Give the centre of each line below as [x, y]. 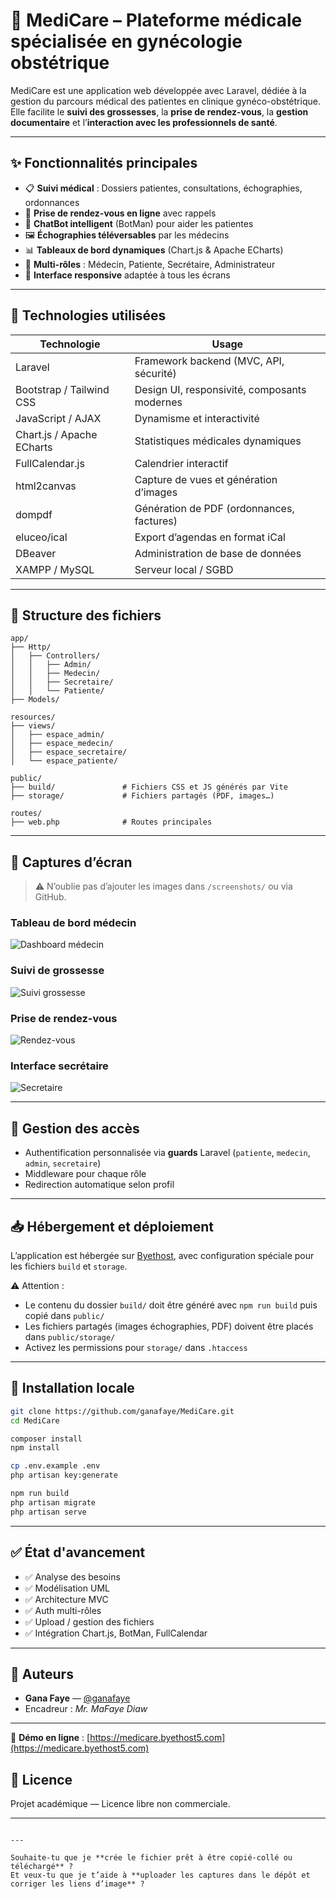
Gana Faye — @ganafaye [77, 1698]
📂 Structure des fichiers [86, 615]
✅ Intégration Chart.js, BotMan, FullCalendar [116, 1633]
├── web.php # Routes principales [111, 822]
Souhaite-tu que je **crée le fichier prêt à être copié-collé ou [151, 1858]
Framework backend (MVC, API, [209, 361]
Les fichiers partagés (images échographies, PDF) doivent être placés [169, 1326]
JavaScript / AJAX [58, 418]
